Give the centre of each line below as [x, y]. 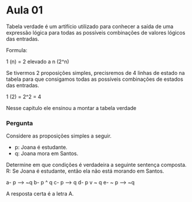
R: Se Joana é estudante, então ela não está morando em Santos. [85, 171]
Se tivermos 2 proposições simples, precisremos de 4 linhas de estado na [95, 73]
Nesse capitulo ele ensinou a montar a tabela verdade [71, 108]
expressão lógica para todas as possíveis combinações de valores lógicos [96, 32]
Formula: [17, 50]
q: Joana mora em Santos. [46, 153]
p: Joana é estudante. [41, 148]
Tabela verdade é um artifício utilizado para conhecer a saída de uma [90, 26]
